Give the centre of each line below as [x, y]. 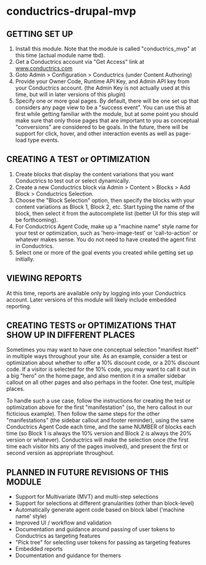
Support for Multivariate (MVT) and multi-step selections [87, 497]
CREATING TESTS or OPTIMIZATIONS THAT [91, 326]
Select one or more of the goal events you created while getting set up [104, 252]
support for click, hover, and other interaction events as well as [95, 134]
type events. [44, 140]
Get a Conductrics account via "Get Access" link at [80, 62]
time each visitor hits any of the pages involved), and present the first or [97, 446]
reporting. [19, 306]
